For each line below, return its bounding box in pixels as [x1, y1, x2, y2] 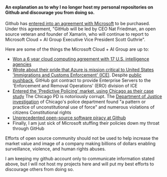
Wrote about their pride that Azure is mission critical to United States [12, 67, 154, 73]
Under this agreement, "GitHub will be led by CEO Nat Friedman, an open [5, 26, 156, 32]
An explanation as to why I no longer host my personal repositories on [5, 4, 153, 10]
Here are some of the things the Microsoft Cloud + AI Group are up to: [5, 46, 149, 52]
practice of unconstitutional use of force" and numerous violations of [12, 104, 155, 110]
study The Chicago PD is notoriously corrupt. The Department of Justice [12, 94, 162, 100]
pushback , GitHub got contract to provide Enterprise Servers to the [12, 77, 151, 83]
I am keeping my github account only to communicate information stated [5, 156, 155, 162]
